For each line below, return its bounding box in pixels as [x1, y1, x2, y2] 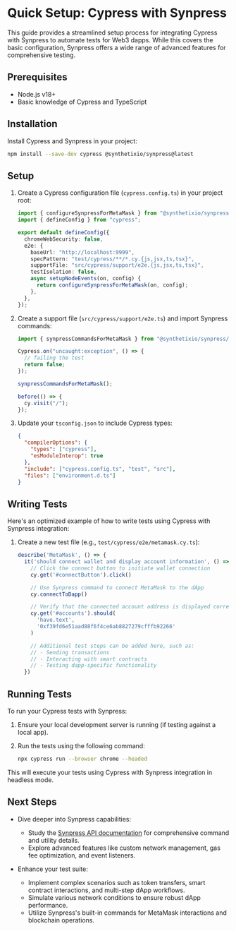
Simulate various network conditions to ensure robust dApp [27, 893, 201, 901]
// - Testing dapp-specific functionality [30, 662, 157, 669]
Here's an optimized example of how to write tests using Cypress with [7, 517, 211, 525]
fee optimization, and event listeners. [27, 851, 136, 859]
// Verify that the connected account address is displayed [30, 603, 211, 611]
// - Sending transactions [30, 649, 110, 656]
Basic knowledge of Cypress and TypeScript [17, 97, 147, 106]
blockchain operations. [27, 915, 95, 924]
